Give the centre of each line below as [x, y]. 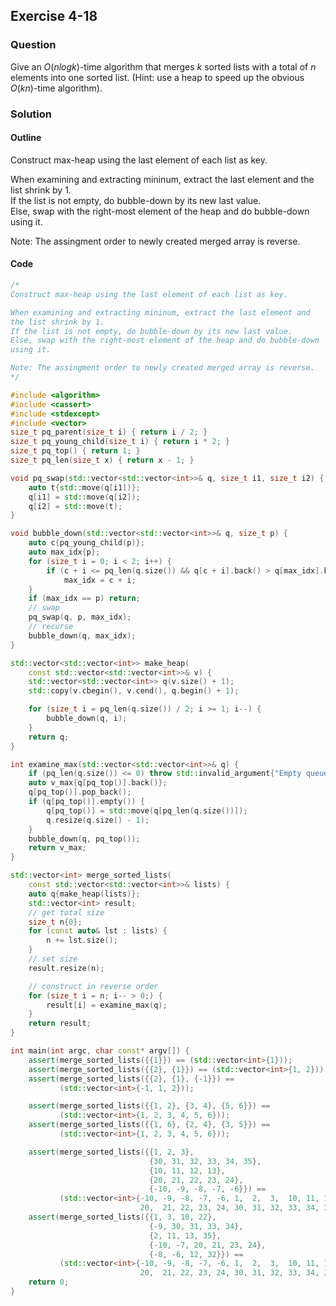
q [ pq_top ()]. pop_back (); [80, 792]
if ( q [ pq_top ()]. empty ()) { [86, 802]
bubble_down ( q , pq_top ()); [84, 839]
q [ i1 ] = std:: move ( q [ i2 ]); [84, 497]
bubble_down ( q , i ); [87, 719]
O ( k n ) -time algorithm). [56, 88]
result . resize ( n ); [66, 968]
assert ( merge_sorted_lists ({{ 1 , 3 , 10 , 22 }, [122, 1217]
